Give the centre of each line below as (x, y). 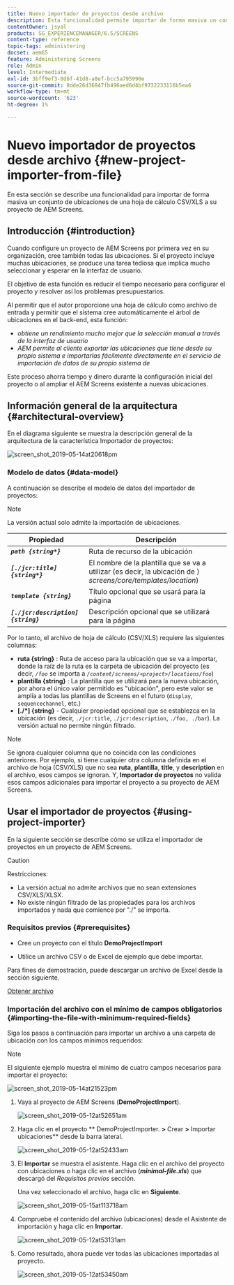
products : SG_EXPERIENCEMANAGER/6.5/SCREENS (73, 33)
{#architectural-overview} (66, 417)
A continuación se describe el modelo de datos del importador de (101, 488)
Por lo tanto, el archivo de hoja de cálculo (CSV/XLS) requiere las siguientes (116, 637)
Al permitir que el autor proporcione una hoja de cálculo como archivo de (112, 305)
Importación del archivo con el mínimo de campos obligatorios (115, 1009)
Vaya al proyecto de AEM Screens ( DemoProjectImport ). (99, 1102)
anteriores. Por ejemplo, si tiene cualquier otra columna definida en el (107, 760)
